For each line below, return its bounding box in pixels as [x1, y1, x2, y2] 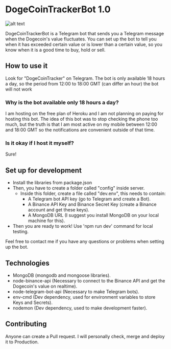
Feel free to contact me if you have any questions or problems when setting [5, 238, 164, 245]
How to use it [5, 61, 48, 70]
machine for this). [28, 217, 65, 224]
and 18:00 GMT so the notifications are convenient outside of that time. [5, 127, 155, 133]
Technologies [5, 258, 50, 267]
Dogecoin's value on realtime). [12, 283, 78, 289]
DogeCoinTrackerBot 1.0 [5, 4, 111, 15]
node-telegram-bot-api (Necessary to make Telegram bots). [12, 288, 139, 295]
